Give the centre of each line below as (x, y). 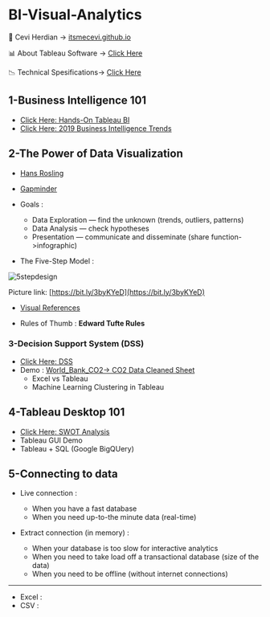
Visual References (50, 308)
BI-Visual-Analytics (75, 15)
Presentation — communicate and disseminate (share (121, 237)
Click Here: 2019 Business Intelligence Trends (96, 128)
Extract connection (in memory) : (75, 533)
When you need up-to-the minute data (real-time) (114, 517)
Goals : (32, 204)
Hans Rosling (42, 173)
